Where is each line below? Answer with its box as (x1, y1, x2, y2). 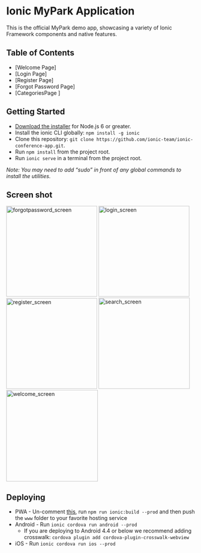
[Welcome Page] (14, 64, 56, 71)
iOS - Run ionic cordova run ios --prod (14, 540, 116, 547)
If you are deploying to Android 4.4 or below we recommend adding (23, 527, 192, 534)
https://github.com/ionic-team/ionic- (96, 136, 194, 142)
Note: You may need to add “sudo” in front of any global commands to (6, 166, 182, 173)
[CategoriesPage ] (14, 89, 61, 97)
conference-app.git (14, 143, 64, 149)
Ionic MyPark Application (6, 4, 135, 18)
